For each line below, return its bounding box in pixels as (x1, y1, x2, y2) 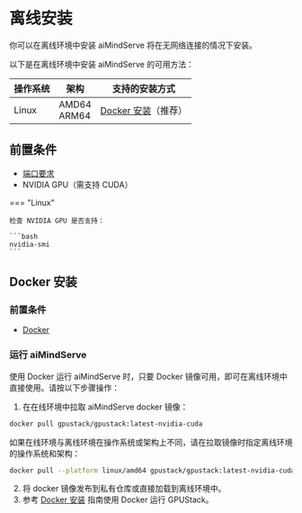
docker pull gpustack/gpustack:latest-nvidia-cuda (9, 419, 203, 428)
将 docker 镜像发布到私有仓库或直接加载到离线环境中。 (22, 483, 226, 494)
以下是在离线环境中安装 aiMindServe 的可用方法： (9, 58, 195, 69)
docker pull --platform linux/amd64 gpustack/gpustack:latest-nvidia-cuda (9, 465, 296, 475)
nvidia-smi (9, 239, 50, 248)
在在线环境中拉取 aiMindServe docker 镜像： (22, 401, 189, 412)
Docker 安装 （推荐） (100, 104, 188, 117)
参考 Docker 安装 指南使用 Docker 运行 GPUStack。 (22, 494, 214, 505)
